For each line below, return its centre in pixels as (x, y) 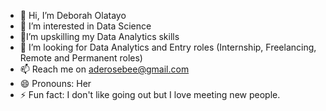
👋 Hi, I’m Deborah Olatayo (73, 15)
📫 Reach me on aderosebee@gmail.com (104, 69)
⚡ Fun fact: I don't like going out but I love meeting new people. (150, 94)
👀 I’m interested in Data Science (85, 26)
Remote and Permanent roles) (81, 58)
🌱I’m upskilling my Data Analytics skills (99, 36)
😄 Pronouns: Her (55, 83)
